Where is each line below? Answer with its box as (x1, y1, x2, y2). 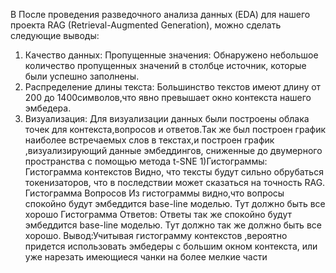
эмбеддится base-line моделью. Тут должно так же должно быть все (24, 219, 322, 231)
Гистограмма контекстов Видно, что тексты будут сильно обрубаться (24, 166, 324, 178)
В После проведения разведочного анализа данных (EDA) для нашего (10, 9, 311, 20)
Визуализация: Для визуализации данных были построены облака (24, 113, 310, 124)
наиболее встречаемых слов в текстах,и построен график (24, 134, 275, 146)
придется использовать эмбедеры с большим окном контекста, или (24, 240, 318, 252)
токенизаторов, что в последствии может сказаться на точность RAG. (24, 177, 326, 188)
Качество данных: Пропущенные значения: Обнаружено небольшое (24, 49, 319, 61)
